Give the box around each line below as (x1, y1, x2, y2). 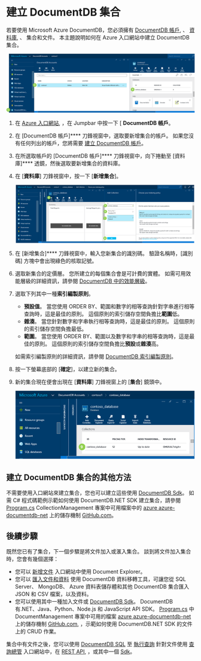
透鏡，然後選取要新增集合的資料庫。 (33, 160, 124, 167)
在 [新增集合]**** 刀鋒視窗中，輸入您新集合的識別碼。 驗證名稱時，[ (14, 249, 182, 257)
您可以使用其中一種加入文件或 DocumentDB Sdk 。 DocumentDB (14, 598, 173, 605)
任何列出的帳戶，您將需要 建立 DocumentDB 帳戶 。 (20, 140, 147, 147)
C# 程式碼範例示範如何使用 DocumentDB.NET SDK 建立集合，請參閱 (13, 497, 181, 504)
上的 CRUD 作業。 (14, 628, 60, 635)
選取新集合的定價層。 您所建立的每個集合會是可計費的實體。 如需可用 (14, 270, 186, 277)
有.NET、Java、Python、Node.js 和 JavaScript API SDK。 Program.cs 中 (14, 605, 194, 613)
